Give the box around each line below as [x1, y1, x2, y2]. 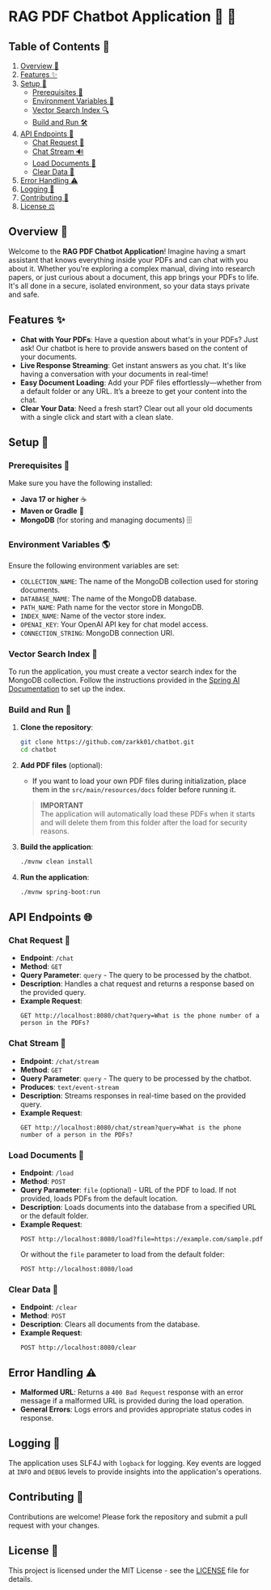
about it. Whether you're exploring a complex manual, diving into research [8, 264, 256, 273]
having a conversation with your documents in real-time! [19, 369, 209, 379]
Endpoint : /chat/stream [19, 1056, 100, 1065]
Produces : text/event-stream [19, 1082, 120, 1091]
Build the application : [19, 842, 94, 851]
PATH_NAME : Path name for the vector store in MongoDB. [19, 602, 204, 611]
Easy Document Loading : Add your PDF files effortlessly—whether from [19, 377, 262, 388]
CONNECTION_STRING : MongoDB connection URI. [19, 628, 175, 637]
